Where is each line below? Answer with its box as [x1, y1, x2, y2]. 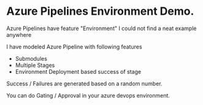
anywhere [6, 31, 32, 38]
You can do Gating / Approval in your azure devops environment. [6, 91, 170, 99]
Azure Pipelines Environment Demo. [6, 4, 194, 18]
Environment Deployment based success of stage [15, 68, 142, 75]
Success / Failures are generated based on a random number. [6, 80, 163, 87]
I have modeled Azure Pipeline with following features [6, 43, 142, 50]
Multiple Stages [15, 61, 55, 69]
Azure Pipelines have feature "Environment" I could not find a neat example [6, 25, 197, 32]
